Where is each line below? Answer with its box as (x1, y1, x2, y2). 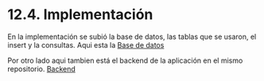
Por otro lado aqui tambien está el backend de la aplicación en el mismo (7, 56, 243, 65)
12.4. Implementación (7, 6, 153, 24)
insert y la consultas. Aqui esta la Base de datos (7, 40, 165, 49)
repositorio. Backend (7, 64, 76, 73)
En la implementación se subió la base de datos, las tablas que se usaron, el (7, 32, 257, 41)
